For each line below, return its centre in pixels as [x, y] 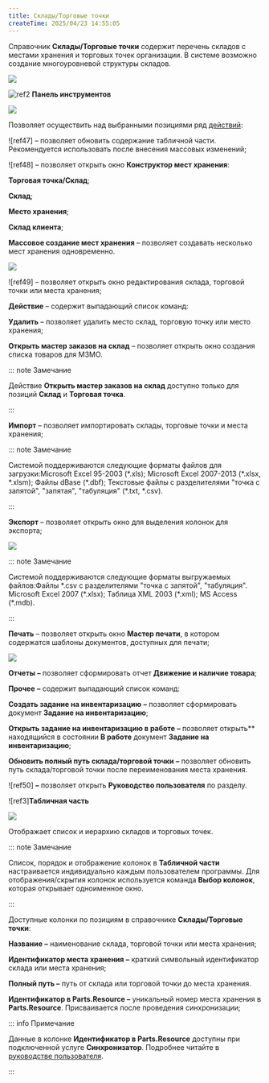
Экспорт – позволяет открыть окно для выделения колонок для [118, 522]
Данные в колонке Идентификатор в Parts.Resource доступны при [124, 1039]
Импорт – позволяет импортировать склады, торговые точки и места [128, 425]
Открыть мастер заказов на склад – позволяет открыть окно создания [132, 345]
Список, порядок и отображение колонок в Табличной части [114, 862]
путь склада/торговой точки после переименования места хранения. [128, 769]
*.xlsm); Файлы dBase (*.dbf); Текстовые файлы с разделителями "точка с [134, 482]
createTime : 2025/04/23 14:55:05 [64, 23]
